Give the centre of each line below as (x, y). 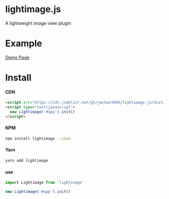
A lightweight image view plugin (38, 23)
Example (24, 43)
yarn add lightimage (27, 161)
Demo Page (17, 57)
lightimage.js (33, 9)
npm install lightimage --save (38, 138)
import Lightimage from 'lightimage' (45, 183)
